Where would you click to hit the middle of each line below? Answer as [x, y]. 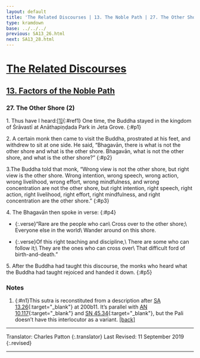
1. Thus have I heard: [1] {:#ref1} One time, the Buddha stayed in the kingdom [99, 120]
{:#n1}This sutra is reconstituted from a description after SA [88, 301]
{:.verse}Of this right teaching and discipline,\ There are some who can [102, 241]
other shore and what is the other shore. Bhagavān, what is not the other [95, 151]
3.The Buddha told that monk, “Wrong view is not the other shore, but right [98, 169]
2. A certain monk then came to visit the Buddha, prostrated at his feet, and [98, 138]
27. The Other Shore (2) [40, 108]
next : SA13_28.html [30, 39]
